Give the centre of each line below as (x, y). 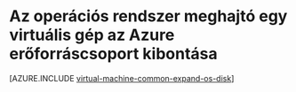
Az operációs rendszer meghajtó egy (148, 16)
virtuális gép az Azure (92, 35)
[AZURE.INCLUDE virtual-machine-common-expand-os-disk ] (122, 78)
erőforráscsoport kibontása (113, 54)
